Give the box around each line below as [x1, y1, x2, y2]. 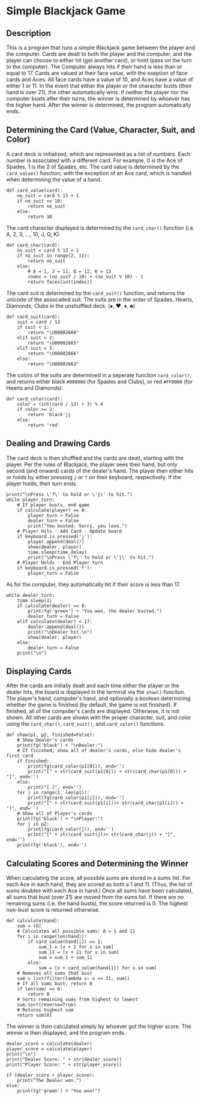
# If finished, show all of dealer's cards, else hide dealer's [17, 748, 181, 754]
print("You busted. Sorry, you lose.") [28, 523, 128, 529]
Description [6, 28, 51, 38]
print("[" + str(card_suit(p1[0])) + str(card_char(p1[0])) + [28, 769, 187, 775]
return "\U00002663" [28, 361, 79, 367]
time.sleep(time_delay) [28, 549, 87, 555]
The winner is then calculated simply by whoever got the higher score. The [6, 1023, 191, 1030]
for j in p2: [17, 821, 50, 827]
